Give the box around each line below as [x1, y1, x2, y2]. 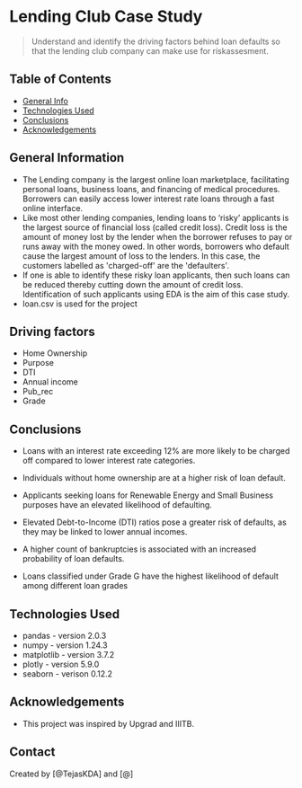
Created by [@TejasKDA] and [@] [9, 768, 134, 779]
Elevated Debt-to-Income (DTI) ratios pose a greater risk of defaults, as [22, 517, 288, 527]
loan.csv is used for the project [22, 298, 138, 309]
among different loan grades [22, 580, 129, 591]
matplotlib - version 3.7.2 [22, 650, 115, 660]
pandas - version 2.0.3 [22, 631, 107, 641]
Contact [9, 744, 56, 760]
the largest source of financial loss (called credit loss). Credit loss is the [22, 222, 288, 233]
